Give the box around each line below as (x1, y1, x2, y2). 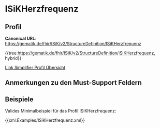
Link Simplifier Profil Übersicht (5, 64, 66, 70)
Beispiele (5, 95, 34, 103)
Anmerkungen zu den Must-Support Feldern (5, 79, 142, 87)
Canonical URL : (5, 35, 37, 41)
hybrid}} (5, 55, 22, 61)
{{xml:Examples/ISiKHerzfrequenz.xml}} (5, 117, 85, 123)
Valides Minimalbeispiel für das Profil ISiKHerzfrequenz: (5, 108, 116, 114)
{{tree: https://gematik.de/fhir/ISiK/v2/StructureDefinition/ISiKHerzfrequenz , (5, 50, 156, 56)
